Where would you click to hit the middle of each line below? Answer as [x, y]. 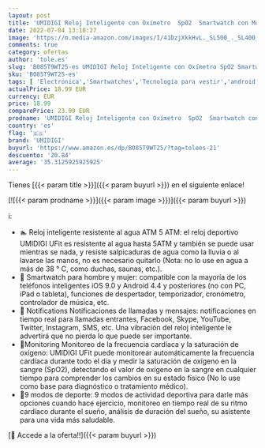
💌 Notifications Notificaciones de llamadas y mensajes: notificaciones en [138, 311]
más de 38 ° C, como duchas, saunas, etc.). [91, 269]
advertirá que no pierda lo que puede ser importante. [106, 336]
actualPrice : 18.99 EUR [47, 89]
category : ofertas [38, 52]
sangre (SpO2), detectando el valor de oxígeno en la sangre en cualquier [138, 370]
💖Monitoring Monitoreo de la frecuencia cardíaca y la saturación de [129, 344]
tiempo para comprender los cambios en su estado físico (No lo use [130, 378]
